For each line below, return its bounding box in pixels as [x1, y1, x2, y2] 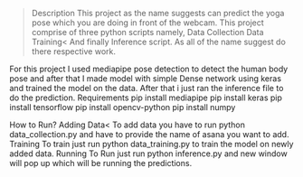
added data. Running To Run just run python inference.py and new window [9, 148, 288, 159]
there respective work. [31, 46, 116, 57]
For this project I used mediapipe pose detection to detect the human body [9, 63, 289, 74]
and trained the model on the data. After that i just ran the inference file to [9, 83, 284, 93]
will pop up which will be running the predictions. [9, 158, 193, 168]
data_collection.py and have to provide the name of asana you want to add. [9, 129, 289, 139]
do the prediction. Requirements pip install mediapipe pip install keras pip [9, 92, 282, 103]
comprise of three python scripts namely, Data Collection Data [31, 27, 264, 37]
